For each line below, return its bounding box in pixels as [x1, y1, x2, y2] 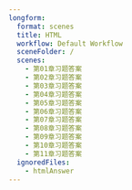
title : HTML [16, 30, 63, 39]
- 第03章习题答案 [25, 81, 83, 90]
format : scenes [16, 22, 75, 31]
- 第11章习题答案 [25, 149, 83, 158]
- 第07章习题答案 [25, 115, 83, 124]
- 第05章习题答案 [25, 98, 83, 108]
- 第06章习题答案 [25, 107, 83, 116]
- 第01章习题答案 [25, 65, 83, 74]
